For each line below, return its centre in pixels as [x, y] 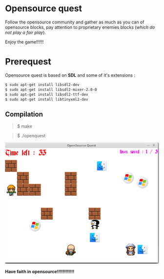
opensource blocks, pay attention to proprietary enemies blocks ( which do [80, 27]
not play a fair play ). [26, 32]
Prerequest [28, 62]
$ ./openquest [31, 135]
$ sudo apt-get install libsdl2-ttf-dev [47, 94]
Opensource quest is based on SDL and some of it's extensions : [70, 75]
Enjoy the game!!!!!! [24, 42]
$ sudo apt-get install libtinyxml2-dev [47, 99]
